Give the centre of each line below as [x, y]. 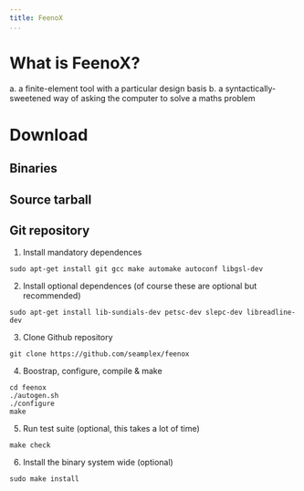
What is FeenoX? [75, 63]
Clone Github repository [68, 338]
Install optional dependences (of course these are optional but [140, 286]
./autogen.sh [34, 396]
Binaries [33, 168]
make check [30, 445]
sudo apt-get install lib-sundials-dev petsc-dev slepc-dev [126, 313]
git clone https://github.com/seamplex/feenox [100, 354]
